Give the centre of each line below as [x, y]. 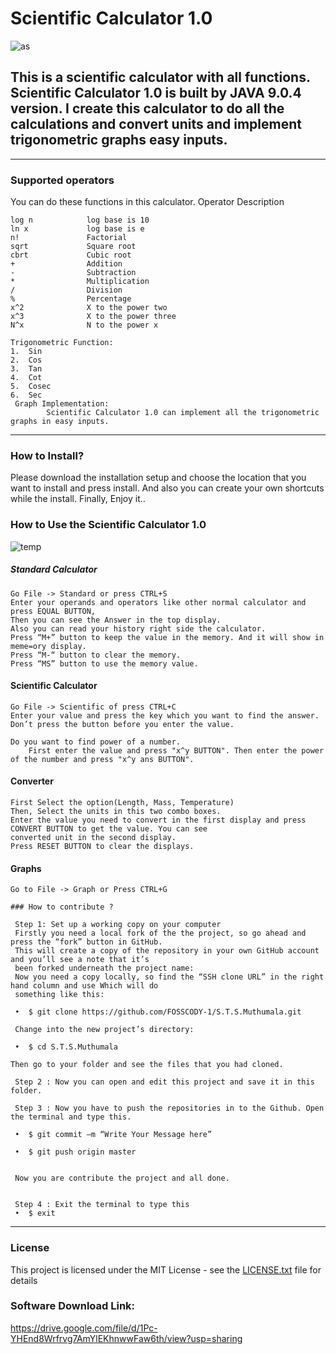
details [24, 1280]
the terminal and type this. [71, 1117]
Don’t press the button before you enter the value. [122, 724]
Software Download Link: [73, 1306]
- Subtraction [73, 273]
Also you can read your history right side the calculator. [138, 628]
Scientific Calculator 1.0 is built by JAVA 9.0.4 [156, 93]
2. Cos [26, 360]
